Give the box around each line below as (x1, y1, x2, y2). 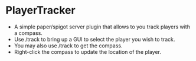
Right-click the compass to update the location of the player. (14, 48, 162, 55)
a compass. (14, 29, 43, 36)
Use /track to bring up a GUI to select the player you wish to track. (14, 36, 175, 43)
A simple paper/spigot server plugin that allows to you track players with (14, 23, 190, 30)
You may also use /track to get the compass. (14, 42, 123, 49)
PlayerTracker (5, 4, 76, 17)
